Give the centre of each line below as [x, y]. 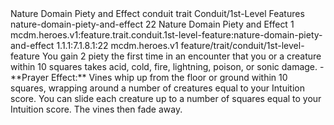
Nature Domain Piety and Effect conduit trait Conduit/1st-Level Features [157, 13]
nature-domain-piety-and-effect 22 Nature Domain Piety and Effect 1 [152, 24]
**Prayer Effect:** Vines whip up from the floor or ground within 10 [149, 77]
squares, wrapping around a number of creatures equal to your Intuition [157, 88]
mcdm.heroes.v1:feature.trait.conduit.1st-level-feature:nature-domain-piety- [166, 35]
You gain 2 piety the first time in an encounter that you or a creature [181, 56]
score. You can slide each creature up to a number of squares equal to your [166, 98]
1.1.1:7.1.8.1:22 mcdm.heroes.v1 [117, 45]
